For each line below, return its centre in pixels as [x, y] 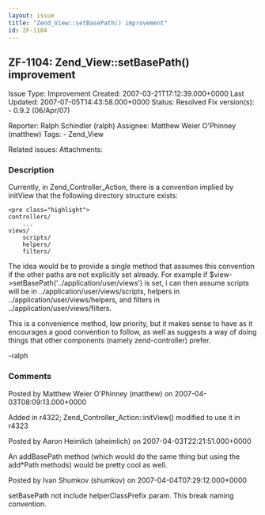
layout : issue [32, 15]
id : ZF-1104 [28, 30]
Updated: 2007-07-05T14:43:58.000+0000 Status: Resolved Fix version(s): [131, 102]
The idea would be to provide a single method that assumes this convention [132, 267]
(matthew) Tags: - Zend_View [56, 134]
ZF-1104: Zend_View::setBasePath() [99, 62]
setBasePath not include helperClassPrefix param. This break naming [121, 495]
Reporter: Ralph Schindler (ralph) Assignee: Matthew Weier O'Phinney [122, 126]
